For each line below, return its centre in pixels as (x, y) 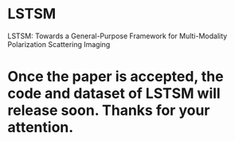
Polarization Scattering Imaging (59, 44)
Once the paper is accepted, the (116, 77)
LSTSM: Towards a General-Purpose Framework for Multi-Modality (117, 36)
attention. (41, 127)
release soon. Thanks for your (109, 110)
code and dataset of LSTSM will (114, 94)
